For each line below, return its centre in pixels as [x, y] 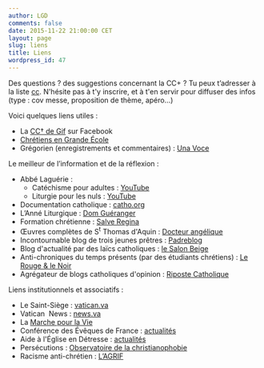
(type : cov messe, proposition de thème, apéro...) [91, 100]
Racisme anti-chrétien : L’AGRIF [72, 356]
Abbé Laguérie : [46, 179]
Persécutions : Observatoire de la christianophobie [104, 347]
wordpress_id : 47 [37, 61]
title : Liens [30, 53]
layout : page [30, 38]
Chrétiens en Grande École [64, 139]
